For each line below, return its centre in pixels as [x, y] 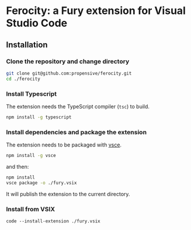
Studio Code [37, 23]
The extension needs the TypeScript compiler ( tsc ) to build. [78, 106]
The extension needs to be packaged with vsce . [64, 145]
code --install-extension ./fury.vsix [53, 221]
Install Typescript [32, 93]
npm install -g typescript [39, 117]
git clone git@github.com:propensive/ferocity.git [69, 73]
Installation [27, 45]
